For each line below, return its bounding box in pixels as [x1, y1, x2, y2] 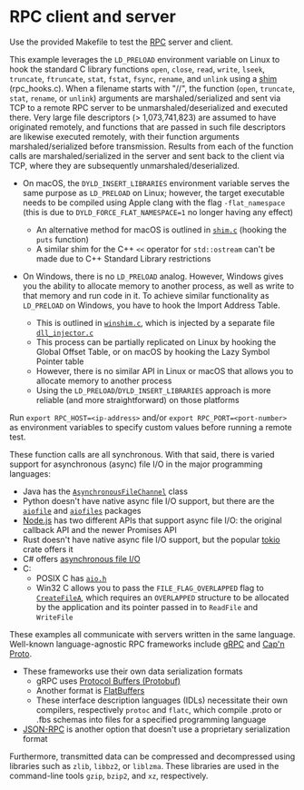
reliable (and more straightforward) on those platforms [35, 394, 240, 405]
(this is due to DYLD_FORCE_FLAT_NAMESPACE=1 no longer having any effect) [22, 206, 293, 217]
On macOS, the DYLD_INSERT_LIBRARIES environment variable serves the [22, 177, 290, 188]
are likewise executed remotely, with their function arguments [9, 131, 240, 142]
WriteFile [35, 613, 74, 622]
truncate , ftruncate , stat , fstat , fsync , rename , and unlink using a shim [9, 73, 278, 84]
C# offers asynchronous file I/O [22, 553, 141, 564]
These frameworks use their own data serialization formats [22, 666, 243, 676]
